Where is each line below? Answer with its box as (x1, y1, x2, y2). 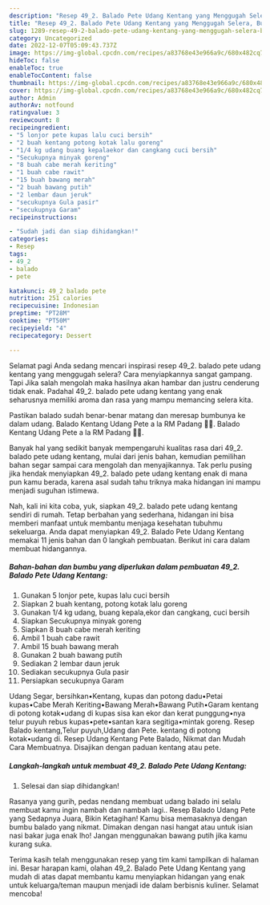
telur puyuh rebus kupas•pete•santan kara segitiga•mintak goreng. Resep (9, 717, 255, 727)
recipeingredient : (9, 124, 71, 132)
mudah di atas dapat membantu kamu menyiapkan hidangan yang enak (9, 872, 245, 882)
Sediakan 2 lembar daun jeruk (20, 659, 120, 668)
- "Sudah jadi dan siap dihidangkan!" (9, 228, 139, 236)
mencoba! (9, 889, 42, 899)
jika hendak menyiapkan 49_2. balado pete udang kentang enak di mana (9, 469, 248, 478)
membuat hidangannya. (9, 543, 87, 554)
